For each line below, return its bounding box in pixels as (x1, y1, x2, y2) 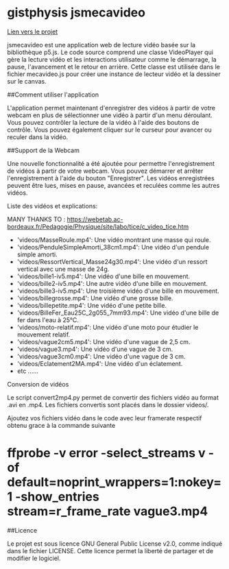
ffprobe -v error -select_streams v (7, 446, 206, 461)
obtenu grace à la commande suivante (7, 421, 116, 429)
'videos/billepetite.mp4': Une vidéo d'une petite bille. (16, 301, 167, 309)
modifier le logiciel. (7, 554, 61, 562)
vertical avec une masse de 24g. (16, 265, 110, 273)
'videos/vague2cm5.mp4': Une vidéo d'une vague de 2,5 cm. (16, 337, 191, 346)
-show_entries (14, 489, 99, 505)
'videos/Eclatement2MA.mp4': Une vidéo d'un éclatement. (16, 359, 183, 367)
